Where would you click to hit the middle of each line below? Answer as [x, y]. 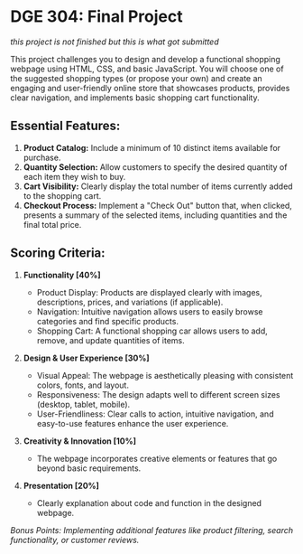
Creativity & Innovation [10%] [79, 441]
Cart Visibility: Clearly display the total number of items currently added [158, 186]
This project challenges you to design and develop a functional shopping [145, 59]
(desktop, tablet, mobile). [83, 404]
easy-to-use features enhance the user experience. [133, 423]
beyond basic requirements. [89, 468]
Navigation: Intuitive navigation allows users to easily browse [150, 311]
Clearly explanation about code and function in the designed [149, 502]
